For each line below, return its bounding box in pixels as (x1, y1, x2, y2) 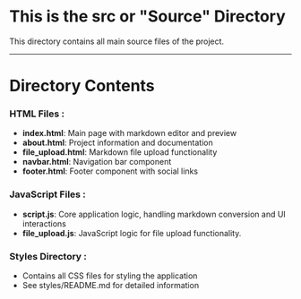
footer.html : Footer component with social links (21, 166, 199, 176)
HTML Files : (9, 107, 65, 120)
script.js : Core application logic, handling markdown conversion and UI (21, 209, 287, 219)
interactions (21, 218, 67, 229)
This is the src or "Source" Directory (9, 6, 287, 27)
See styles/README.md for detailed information (21, 280, 200, 291)
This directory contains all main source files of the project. (9, 36, 225, 47)
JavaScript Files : (9, 188, 87, 201)
